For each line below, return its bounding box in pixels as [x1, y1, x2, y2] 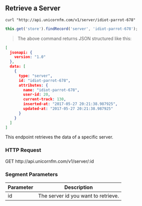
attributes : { [18, 83, 49, 88]
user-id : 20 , [23, 92, 51, 97]
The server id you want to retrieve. [38, 192, 119, 199]
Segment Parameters [5, 171, 58, 178]
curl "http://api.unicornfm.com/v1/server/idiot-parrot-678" [5, 17, 136, 22]
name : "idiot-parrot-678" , [23, 87, 80, 92]
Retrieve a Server [5, 4, 61, 13]
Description [64, 184, 93, 191]
